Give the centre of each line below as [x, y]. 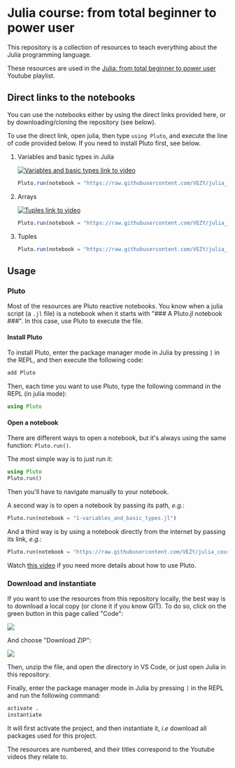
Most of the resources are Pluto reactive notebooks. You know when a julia [115, 306]
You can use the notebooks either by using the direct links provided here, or [116, 114]
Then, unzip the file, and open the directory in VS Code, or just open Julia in [116, 667]
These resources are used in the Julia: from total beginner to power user [112, 68]
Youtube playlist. [31, 76]
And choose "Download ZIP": [49, 640]
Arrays [27, 196]
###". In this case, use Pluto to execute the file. [75, 321]
